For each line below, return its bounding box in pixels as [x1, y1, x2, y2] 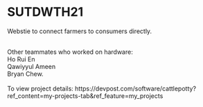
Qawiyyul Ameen [7, 62, 56, 70]
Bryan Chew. [7, 70, 44, 78]
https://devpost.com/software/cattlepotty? [75, 84, 196, 93]
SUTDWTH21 [7, 4, 84, 20]
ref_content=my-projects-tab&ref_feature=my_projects [7, 91, 164, 100]
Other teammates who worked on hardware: [7, 48, 133, 56]
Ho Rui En [7, 55, 36, 63]
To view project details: [7, 84, 74, 93]
